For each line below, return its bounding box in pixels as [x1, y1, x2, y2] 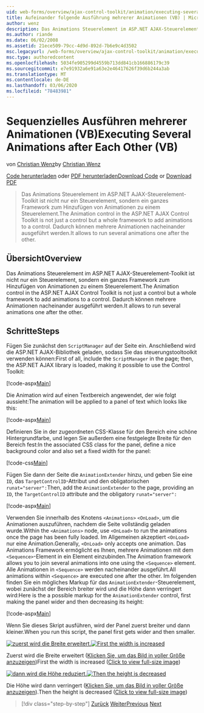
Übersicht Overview [6, 253, 82, 264]
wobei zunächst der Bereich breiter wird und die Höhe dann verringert [6, 585, 182, 592]
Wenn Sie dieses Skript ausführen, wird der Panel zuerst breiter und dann [6, 622, 190, 629]
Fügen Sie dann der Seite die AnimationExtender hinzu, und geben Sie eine [6, 471, 193, 479]
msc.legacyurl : [6, 49, 45, 55]
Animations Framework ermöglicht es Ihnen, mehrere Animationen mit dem [6, 546, 194, 554]
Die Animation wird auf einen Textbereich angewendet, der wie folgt [6, 392, 177, 399]
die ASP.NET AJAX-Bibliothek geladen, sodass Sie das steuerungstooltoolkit [6, 348, 197, 356]
